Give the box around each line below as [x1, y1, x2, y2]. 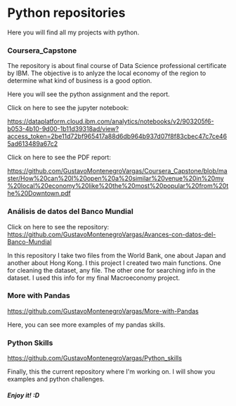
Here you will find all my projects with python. [7, 28, 140, 36]
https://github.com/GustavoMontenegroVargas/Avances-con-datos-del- [7, 230, 216, 238]
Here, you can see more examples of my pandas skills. [7, 320, 166, 329]
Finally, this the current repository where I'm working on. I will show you [7, 367, 216, 376]
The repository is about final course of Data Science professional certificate [7, 62, 227, 70]
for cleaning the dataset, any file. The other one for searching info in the [7, 266, 216, 274]
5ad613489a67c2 [7, 140, 58, 148]
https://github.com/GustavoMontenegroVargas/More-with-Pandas [7, 306, 199, 315]
